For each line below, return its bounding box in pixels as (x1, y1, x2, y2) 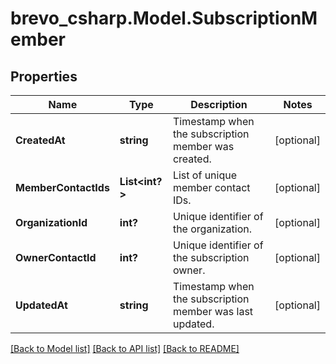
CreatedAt (15, 133, 66, 147)
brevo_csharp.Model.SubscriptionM (10, 7, 318, 30)
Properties (10, 68, 78, 85)
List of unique (172, 168, 238, 182)
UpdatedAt (15, 298, 68, 312)
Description (190, 98, 248, 111)
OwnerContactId (15, 251, 97, 264)
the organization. (172, 222, 252, 236)
